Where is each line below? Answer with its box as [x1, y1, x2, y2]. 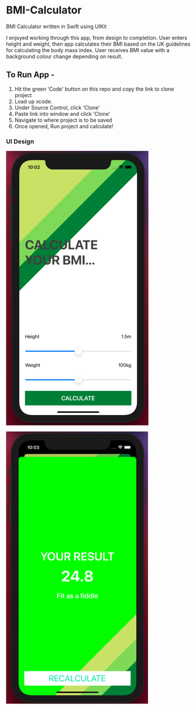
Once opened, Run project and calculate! [14, 122, 114, 129]
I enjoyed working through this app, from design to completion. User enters [6, 34, 187, 41]
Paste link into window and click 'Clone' [14, 110, 111, 117]
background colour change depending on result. [6, 53, 123, 60]
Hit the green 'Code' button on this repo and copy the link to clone [14, 85, 174, 92]
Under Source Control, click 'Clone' [14, 104, 101, 111]
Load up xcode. [14, 98, 53, 105]
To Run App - [6, 70, 55, 80]
